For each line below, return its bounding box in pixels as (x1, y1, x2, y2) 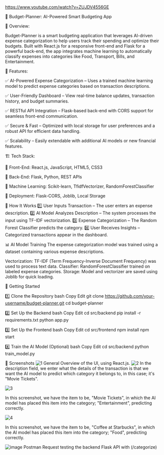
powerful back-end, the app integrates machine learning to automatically (5, 49, 152, 54)
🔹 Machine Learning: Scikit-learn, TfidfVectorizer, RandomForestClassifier (5, 183, 154, 189)
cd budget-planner (65, 300, 104, 306)
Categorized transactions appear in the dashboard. (5, 232, 108, 237)
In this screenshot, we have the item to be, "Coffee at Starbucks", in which (5, 424, 155, 430)
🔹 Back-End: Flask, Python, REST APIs (5, 174, 82, 179)
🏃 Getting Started (5, 283, 40, 289)
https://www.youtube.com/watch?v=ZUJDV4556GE (5, 4, 109, 10)
